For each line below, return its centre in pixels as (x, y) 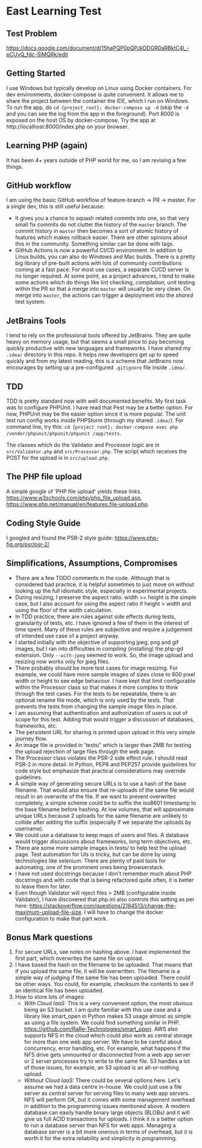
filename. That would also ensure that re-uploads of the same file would (104, 790)
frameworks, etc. (36, 726)
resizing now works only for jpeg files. (62, 661)
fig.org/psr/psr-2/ (28, 544)
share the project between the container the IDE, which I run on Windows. (98, 100)
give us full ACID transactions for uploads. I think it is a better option (109, 1119)
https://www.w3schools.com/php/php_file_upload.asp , (74, 498)
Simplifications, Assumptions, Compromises (92, 563)
